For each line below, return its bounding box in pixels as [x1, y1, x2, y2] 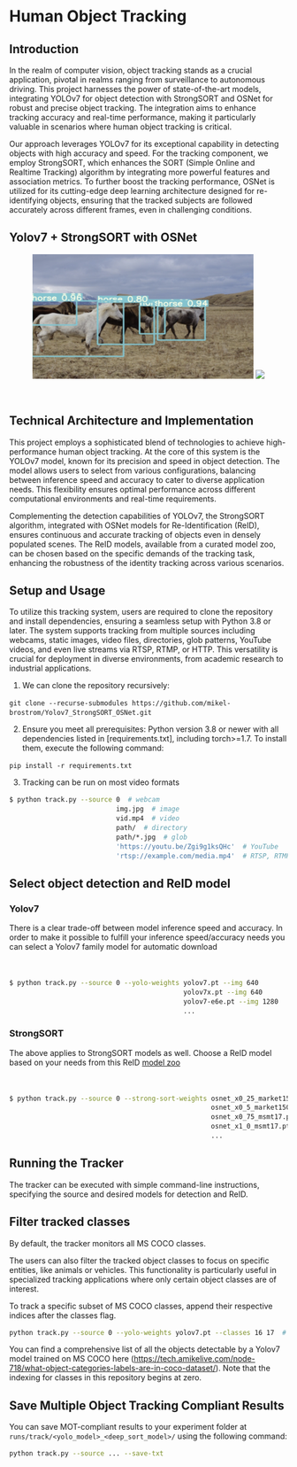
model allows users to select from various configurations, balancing [9, 465, 256, 476]
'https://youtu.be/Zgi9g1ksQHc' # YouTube [116, 842, 278, 851]
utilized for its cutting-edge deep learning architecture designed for [9, 186, 255, 196]
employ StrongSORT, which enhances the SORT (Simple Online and [9, 158, 255, 167]
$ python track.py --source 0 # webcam [9, 796, 161, 804]
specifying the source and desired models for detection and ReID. [9, 1189, 249, 1199]
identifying [9, 195, 49, 206]
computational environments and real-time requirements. [9, 493, 217, 504]
